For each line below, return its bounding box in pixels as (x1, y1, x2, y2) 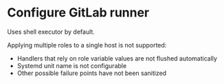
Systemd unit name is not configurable (16, 61, 127, 70)
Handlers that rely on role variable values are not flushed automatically (16, 54, 218, 63)
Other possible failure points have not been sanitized (16, 69, 167, 77)
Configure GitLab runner (7, 5, 150, 21)
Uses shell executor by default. (7, 28, 95, 36)
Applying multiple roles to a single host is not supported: (7, 41, 167, 49)
